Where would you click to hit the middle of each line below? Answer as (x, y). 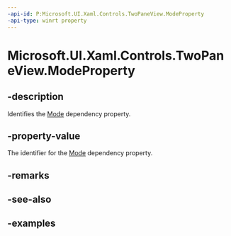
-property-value (44, 136)
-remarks (28, 175)
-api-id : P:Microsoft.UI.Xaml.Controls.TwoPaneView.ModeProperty (106, 14)
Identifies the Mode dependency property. (69, 113)
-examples (32, 224)
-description (35, 97)
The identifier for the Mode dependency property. (80, 153)
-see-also (29, 200)
